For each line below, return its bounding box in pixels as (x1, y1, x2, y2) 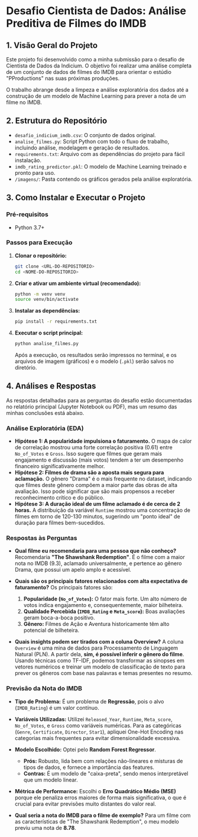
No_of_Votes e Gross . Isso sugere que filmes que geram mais (14, 450, 163, 458)
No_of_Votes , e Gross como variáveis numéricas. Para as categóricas (14, 722, 181, 729)
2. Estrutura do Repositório (6, 116, 108, 126)
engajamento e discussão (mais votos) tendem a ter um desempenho (14, 456, 184, 463)
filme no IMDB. (6, 99, 43, 106)
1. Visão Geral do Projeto (6, 40, 98, 50)
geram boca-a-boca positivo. (23, 614, 96, 621)
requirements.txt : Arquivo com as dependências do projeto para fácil (14, 150, 185, 157)
